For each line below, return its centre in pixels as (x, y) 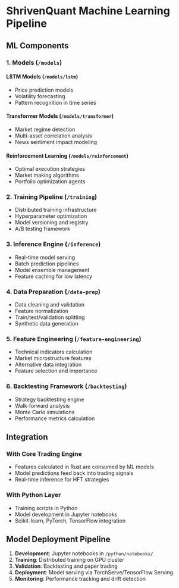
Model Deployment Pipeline (59, 539)
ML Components (38, 46)
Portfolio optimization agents (50, 182)
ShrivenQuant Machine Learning (88, 11)
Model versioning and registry (51, 223)
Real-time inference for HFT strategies (62, 480)
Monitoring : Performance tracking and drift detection (80, 579)
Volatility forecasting (40, 96)
